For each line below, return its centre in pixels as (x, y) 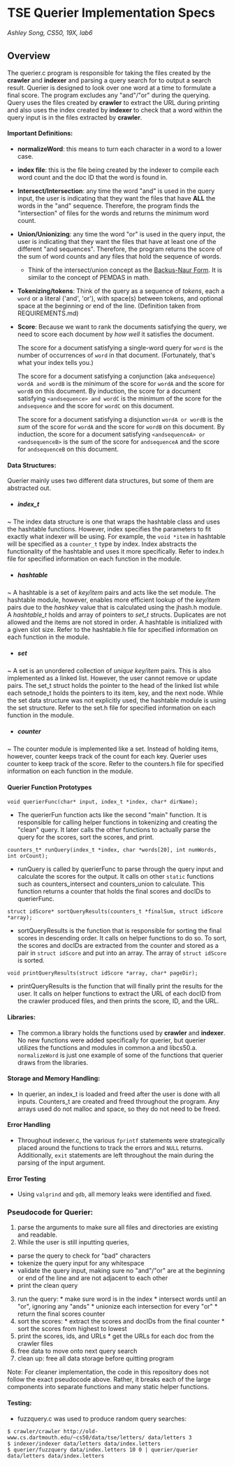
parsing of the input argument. (61, 1163)
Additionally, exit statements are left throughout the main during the (116, 1155)
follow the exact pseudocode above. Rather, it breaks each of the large (109, 1379)
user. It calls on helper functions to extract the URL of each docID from (119, 993)
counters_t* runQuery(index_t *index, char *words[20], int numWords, (112, 850)
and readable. (37, 1235)
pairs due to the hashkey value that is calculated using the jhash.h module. (115, 608)
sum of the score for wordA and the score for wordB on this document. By (121, 427)
